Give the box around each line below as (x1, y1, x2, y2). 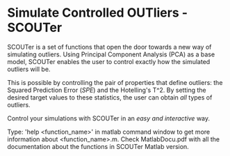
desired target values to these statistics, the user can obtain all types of (7, 93, 213, 102)
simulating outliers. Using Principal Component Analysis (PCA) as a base (7, 50, 215, 58)
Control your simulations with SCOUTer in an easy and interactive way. (7, 114, 211, 123)
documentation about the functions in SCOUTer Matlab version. (7, 142, 189, 150)
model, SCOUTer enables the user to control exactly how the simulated (7, 57, 211, 65)
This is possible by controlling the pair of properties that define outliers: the (7, 78, 223, 86)
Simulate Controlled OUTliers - (7, 5, 188, 21)
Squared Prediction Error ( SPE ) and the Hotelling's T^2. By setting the (7, 86, 206, 94)
